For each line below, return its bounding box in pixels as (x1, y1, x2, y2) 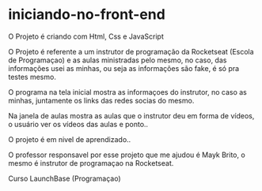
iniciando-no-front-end (8, 6, 166, 24)
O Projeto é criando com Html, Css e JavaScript (8, 32, 164, 41)
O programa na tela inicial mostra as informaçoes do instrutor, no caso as (8, 87, 247, 96)
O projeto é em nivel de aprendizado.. (8, 134, 131, 144)
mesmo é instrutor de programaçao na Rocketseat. (8, 158, 174, 167)
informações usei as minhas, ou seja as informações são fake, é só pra (8, 63, 240, 73)
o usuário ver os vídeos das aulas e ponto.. (8, 119, 149, 129)
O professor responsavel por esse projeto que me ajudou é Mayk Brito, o (8, 150, 245, 159)
